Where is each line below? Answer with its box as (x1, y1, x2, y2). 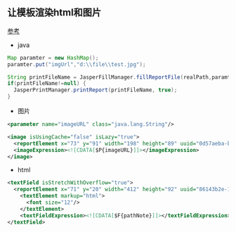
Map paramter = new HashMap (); (7, 54, 99, 61)
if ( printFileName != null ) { (7, 80, 86, 87)
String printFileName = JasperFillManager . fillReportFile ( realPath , (7, 73, 212, 81)
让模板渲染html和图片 (7, 6, 102, 19)
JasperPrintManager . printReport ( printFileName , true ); (13, 86, 178, 94)
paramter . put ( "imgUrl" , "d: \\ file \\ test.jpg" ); (7, 60, 146, 68)
